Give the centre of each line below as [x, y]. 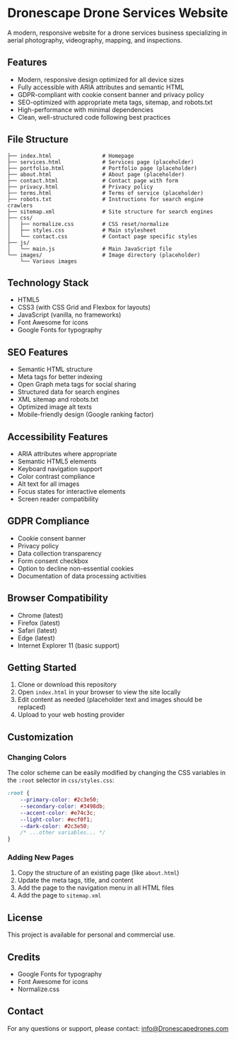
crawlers [20, 205]
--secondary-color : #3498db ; [63, 806]
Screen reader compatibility [58, 499]
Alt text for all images [48, 484]
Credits [24, 957]
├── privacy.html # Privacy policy [80, 187]
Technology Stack [48, 282]
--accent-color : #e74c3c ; [58, 813]
